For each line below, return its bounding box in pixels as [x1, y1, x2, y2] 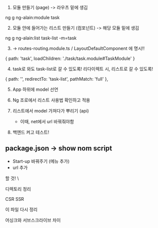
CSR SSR [5, 196, 24, 202]
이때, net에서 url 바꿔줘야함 [20, 119, 74, 125]
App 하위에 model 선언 [12, 86, 59, 92]
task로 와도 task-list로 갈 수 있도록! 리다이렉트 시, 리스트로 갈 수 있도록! [12, 66, 153, 72]
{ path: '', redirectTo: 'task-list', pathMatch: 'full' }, [5, 76, 109, 82]
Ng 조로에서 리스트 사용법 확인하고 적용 [12, 97, 90, 103]
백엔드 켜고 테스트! [12, 129, 49, 135]
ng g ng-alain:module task [5, 15, 60, 20]
